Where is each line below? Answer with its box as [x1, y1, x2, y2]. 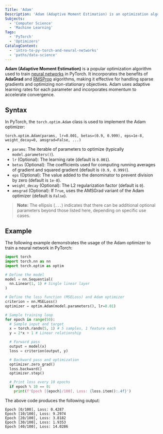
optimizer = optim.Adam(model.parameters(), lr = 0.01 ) [5, 303, 116, 309]
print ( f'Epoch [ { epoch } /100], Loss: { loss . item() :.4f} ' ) [14, 389, 131, 394]
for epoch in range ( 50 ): [5, 317, 55, 322]
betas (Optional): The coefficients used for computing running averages [12, 162, 156, 168]
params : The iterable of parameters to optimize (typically [12, 146, 124, 152]
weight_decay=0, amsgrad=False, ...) [5, 138, 81, 143]
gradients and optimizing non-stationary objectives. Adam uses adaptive [5, 81, 150, 87]
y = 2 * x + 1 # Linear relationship [9, 331, 81, 335]
